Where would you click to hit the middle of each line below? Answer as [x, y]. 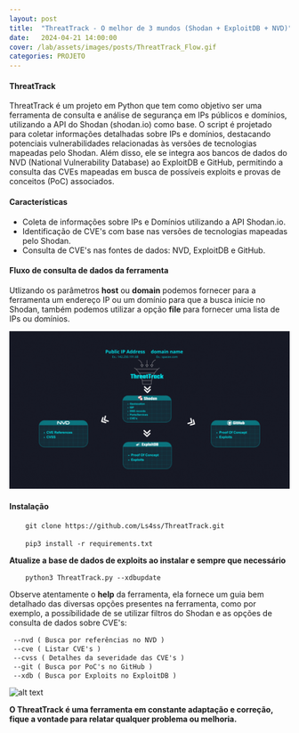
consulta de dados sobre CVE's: [68, 623]
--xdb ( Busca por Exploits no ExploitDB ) [95, 676]
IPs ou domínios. [40, 318]
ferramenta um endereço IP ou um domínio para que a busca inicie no [137, 299]
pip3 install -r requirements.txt [89, 544]
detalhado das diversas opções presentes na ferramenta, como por [133, 604]
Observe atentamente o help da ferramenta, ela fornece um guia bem [137, 595]
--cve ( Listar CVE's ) [57, 649]
